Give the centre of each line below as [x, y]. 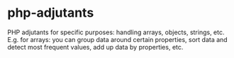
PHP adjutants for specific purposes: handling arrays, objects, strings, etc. [116, 32]
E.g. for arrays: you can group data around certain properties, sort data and [118, 39]
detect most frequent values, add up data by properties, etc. [95, 47]
